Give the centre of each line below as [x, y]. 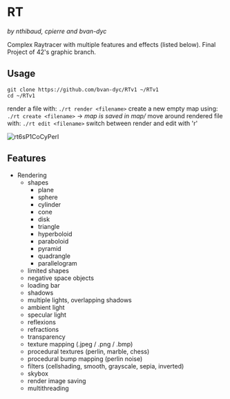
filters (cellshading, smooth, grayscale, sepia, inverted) [106, 366]
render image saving [57, 380]
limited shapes [48, 270]
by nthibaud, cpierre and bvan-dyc [57, 31]
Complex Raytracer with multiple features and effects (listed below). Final [112, 44]
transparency [46, 337]
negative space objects [61, 278]
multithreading [48, 388]
